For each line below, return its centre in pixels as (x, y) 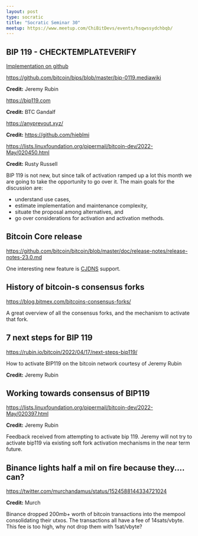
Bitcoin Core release (44, 237)
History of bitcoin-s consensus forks (75, 287)
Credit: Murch (23, 503)
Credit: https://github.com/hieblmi (48, 135)
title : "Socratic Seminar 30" (43, 22)
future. (14, 449)
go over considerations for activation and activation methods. (89, 218)
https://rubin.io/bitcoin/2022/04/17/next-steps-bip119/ (72, 352)
